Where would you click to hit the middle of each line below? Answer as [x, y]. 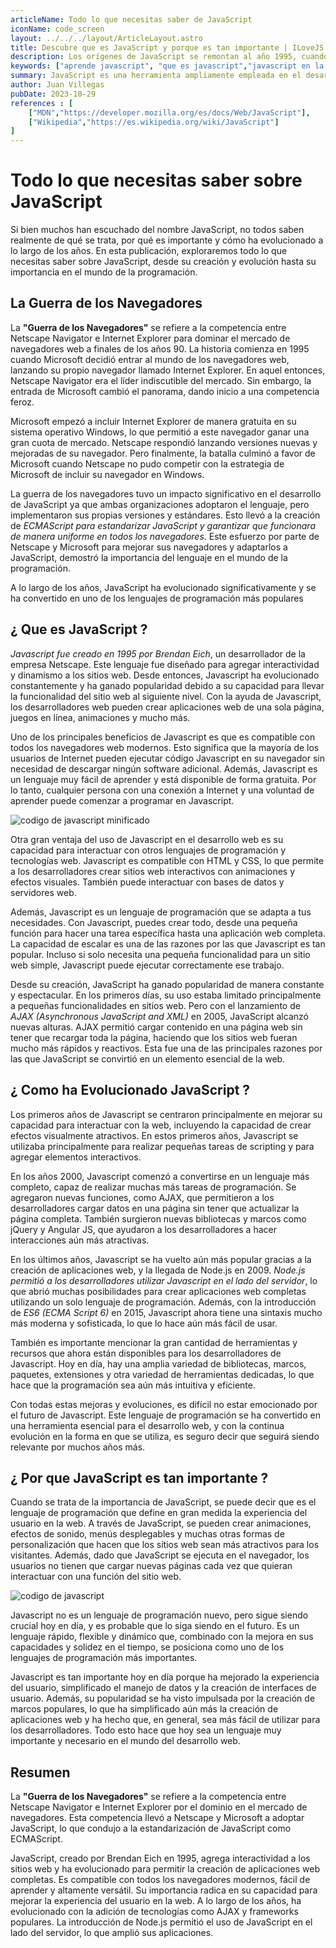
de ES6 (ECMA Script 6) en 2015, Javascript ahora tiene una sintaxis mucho [166, 1312]
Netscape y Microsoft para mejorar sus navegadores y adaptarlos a [149, 547]
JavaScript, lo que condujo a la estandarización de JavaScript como [151, 1828]
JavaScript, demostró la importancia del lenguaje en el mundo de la [149, 557]
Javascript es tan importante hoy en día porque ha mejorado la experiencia [165, 1677]
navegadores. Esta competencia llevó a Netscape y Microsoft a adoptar [157, 1818]
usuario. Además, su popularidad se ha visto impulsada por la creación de [163, 1698]
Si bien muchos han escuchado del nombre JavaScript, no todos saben [157, 230]
